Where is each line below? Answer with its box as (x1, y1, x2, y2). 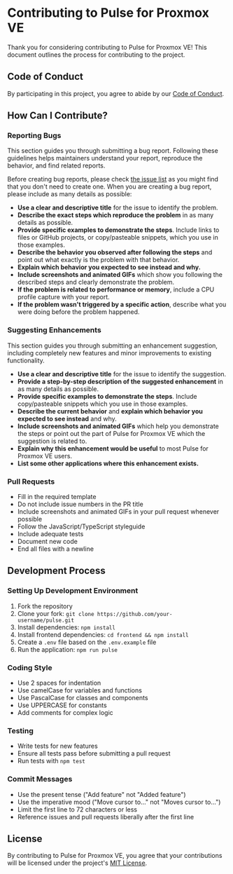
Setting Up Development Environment (7, 586, 139, 596)
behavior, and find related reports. (7, 161, 106, 170)
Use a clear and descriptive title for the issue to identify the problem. (17, 203, 218, 212)
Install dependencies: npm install (17, 622, 115, 631)
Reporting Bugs (7, 131, 62, 141)
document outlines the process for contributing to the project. (7, 50, 185, 59)
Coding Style (7, 662, 52, 672)
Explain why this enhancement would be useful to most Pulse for (17, 444, 209, 453)
